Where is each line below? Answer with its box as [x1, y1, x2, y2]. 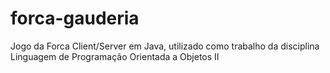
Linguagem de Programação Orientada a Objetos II [10, 50, 220, 62]
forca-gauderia [10, 7, 140, 30]
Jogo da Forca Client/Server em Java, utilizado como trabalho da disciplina [10, 40, 320, 52]
